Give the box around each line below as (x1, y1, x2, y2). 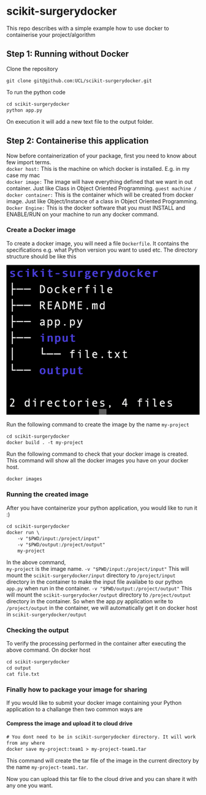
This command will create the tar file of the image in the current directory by (6, 757, 199, 764)
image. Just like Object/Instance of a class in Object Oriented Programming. (6, 197, 198, 205)
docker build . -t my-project (6, 440, 84, 446)
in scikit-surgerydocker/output (6, 611, 87, 618)
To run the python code (6, 88, 66, 96)
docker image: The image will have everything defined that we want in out (6, 178, 193, 185)
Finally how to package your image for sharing (6, 685, 147, 693)
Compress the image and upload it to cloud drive (6, 720, 133, 727)
